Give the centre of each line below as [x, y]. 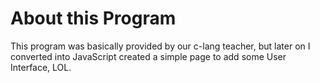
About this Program [93, 18]
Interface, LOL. [41, 67]
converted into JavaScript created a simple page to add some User [148, 56]
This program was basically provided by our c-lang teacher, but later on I [160, 46]
